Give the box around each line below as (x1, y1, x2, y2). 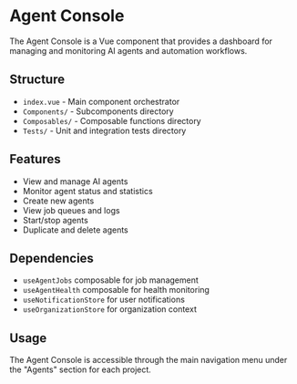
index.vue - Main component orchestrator (22, 96, 180, 107)
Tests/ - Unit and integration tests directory (22, 125, 187, 136)
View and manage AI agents (22, 175, 128, 187)
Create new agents (22, 195, 95, 206)
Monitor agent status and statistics (22, 185, 153, 196)
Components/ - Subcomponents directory (22, 106, 175, 117)
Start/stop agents (22, 214, 88, 225)
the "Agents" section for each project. (9, 364, 152, 375)
